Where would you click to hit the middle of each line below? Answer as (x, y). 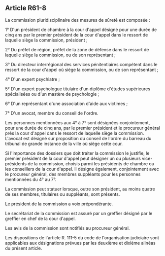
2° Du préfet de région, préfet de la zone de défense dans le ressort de (77, 49)
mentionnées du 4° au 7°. (31, 179)
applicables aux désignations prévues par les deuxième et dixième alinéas (81, 243)
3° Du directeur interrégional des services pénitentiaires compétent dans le (81, 64)
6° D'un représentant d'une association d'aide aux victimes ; (66, 104)
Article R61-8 (26, 8)
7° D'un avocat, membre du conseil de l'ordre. (52, 113)
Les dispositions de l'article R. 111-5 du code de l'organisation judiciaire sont (82, 238)
